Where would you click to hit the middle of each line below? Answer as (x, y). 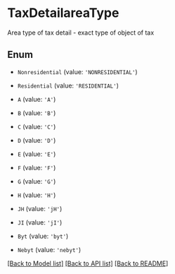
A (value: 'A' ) (37, 99)
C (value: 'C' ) (37, 126)
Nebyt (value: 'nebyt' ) (49, 249)
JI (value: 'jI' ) (40, 222)
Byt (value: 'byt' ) (43, 236)
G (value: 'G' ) (37, 181)
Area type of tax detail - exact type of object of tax (81, 32)
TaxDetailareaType (63, 13)
